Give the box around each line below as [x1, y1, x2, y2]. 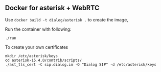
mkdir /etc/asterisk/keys [5, 54, 58, 58]
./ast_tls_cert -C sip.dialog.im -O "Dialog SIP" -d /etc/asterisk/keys [5, 62, 157, 67]
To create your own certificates [5, 44, 69, 50]
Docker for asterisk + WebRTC [5, 4, 100, 12]
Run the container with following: [5, 26, 72, 32]
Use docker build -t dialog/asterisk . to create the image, [5, 17, 128, 22]
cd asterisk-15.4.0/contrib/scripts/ [5, 58, 82, 63]
